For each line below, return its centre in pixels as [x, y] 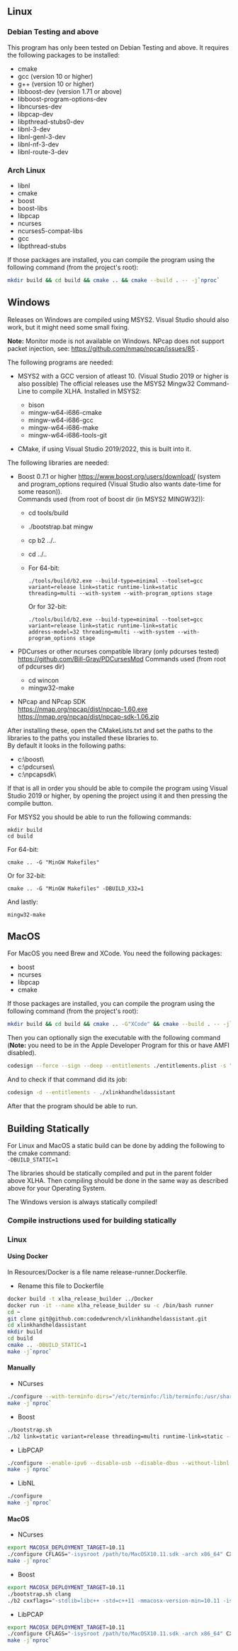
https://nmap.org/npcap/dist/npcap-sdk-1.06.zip [88, 716]
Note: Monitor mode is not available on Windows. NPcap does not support [116, 341]
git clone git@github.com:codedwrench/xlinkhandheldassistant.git [107, 1319]
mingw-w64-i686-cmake [65, 412]
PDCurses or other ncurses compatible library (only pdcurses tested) [118, 651]
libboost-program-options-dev [62, 99]
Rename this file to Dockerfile [61, 1286]
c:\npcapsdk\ [37, 774]
